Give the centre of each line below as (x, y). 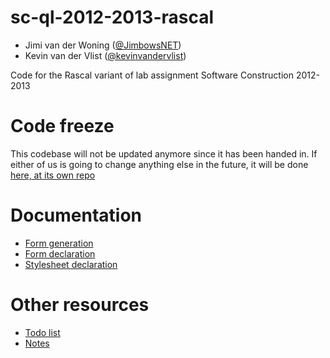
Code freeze (62, 126)
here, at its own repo (53, 175)
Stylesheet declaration (71, 264)
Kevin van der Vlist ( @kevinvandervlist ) (105, 55)
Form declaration (60, 253)
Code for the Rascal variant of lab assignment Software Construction (152, 75)
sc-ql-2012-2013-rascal (112, 17)
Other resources (80, 305)
